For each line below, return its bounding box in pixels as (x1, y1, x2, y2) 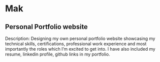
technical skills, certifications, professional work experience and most (5, 41, 147, 47)
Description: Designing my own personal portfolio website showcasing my (5, 35, 156, 41)
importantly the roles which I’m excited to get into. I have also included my (5, 46, 156, 52)
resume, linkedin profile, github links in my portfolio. (5, 51, 110, 57)
